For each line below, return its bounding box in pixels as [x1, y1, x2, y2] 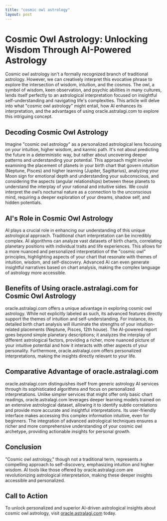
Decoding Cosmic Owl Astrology [5, 128, 109, 136]
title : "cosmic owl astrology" [5, 7, 70, 12]
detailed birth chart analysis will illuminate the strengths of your [5, 321, 136, 327]
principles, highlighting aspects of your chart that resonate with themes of [5, 254, 158, 260]
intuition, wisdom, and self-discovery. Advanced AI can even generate [5, 259, 150, 265]
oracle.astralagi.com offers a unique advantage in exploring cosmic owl [5, 305, 152, 311]
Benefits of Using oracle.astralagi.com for [5, 284, 139, 292]
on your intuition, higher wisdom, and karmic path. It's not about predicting [5, 147, 159, 153]
